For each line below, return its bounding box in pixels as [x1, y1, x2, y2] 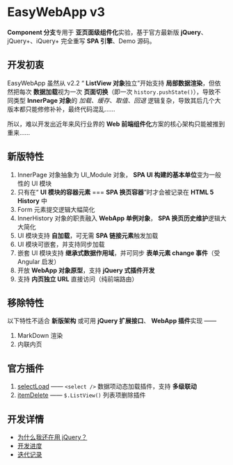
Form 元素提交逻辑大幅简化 [17, 205, 95, 213]
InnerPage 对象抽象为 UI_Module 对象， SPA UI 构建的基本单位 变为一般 [17, 170, 221, 179]
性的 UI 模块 [17, 179, 52, 188]
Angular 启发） [17, 257, 61, 266]
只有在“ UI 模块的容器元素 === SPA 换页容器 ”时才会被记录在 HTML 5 [17, 188, 214, 196]
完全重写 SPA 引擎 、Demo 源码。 [61, 36, 156, 45]
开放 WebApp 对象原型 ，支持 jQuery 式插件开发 [17, 266, 155, 275]
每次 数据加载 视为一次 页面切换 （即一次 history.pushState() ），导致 [19, 88, 215, 96]
